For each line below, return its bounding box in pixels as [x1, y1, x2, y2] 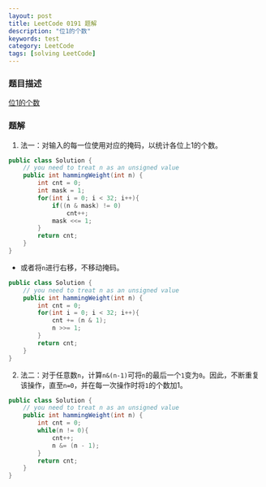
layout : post [8, 11, 53, 20]
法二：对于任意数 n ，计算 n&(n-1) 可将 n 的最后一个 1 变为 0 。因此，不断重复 [19, 370, 260, 380]
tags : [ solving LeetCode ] [8, 50, 96, 58]
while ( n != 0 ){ [37, 427, 89, 435]
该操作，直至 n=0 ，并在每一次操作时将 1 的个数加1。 [19, 380, 188, 390]
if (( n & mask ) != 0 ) [51, 201, 122, 209]
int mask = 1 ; [37, 187, 85, 195]
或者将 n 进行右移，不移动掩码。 [19, 262, 124, 272]
